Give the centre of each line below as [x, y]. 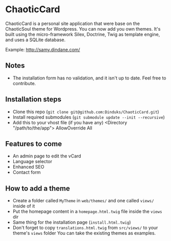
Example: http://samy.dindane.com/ [43, 49]
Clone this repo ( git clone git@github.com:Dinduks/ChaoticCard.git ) [86, 112]
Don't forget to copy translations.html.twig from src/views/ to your [85, 228]
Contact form [27, 172]
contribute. [24, 83]
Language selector [32, 162]
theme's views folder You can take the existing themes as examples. [84, 233]
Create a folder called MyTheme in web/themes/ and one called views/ [83, 201]
